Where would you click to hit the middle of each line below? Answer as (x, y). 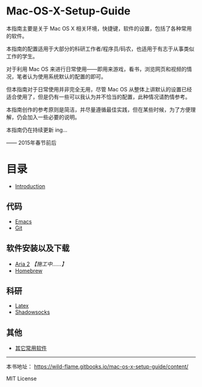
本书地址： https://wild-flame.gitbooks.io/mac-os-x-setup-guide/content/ (97, 367)
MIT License (22, 379)
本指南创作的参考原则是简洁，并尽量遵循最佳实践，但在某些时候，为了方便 (98, 109)
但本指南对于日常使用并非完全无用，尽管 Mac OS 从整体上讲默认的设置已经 (99, 89)
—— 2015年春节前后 (32, 142)
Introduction (30, 186)
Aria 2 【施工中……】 (41, 264)
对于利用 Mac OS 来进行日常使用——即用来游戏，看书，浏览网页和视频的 (97, 69)
